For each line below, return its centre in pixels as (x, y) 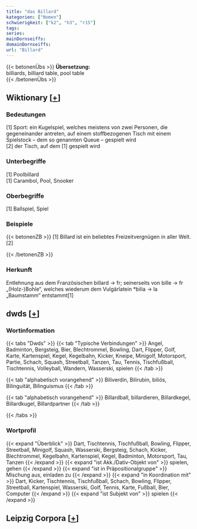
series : (16, 34)
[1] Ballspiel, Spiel (27, 209)
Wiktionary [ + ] (33, 98)
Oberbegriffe (25, 196)
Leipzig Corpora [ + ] (43, 518)
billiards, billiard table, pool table (45, 73)
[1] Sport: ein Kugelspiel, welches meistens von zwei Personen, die (87, 127)
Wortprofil (21, 431)
